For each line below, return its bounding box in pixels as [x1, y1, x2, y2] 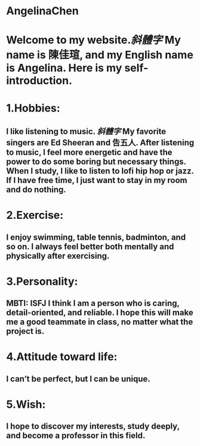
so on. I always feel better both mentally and [6, 241, 174, 252]
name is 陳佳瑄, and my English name [6, 48, 194, 62]
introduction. [6, 74, 73, 88]
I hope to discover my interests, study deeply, [6, 422, 180, 432]
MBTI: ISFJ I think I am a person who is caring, [6, 298, 180, 308]
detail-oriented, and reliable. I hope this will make [6, 308, 193, 318]
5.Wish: [6, 398, 46, 411]
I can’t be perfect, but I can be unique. [6, 374, 150, 384]
